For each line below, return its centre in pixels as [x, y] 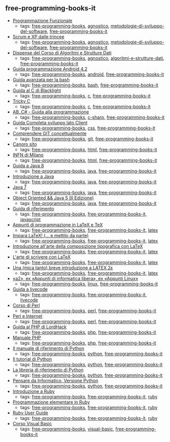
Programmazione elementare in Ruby [51, 402]
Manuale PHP [27, 337]
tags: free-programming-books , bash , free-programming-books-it [89, 85]
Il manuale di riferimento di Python [48, 348]
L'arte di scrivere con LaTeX [41, 257]
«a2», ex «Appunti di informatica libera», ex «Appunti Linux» [75, 278]
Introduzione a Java [33, 176]
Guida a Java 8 [28, 165]
